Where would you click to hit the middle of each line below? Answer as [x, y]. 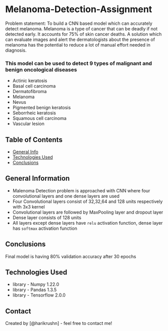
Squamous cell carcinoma [39, 118]
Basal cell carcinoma [34, 86]
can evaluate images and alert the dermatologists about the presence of [80, 39]
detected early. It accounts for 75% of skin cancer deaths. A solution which [83, 34]
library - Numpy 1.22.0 [36, 284]
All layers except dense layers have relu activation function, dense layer [88, 223]
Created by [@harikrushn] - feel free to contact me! [59, 323]
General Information [38, 178]
